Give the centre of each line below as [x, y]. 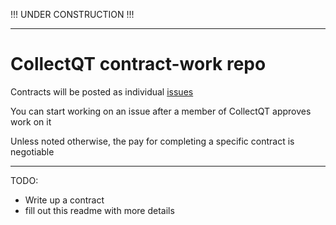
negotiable [32, 151]
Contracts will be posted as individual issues [102, 91]
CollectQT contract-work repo [138, 64]
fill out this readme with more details [99, 210]
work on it [31, 121]
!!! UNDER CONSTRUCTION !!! [72, 14]
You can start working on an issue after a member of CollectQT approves [161, 111]
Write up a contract [64, 200]
